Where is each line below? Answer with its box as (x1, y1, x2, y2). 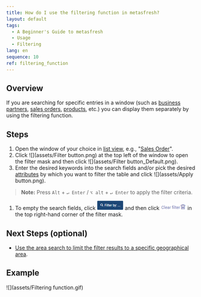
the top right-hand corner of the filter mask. (14, 211, 123, 218)
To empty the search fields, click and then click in (14, 205, 192, 212)
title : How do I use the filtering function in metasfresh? (6, 10, 160, 16)
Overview (6, 83, 44, 94)
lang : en (6, 48, 28, 54)
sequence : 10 (6, 54, 39, 60)
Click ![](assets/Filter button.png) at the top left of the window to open (14, 152, 188, 159)
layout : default (6, 16, 47, 22)
